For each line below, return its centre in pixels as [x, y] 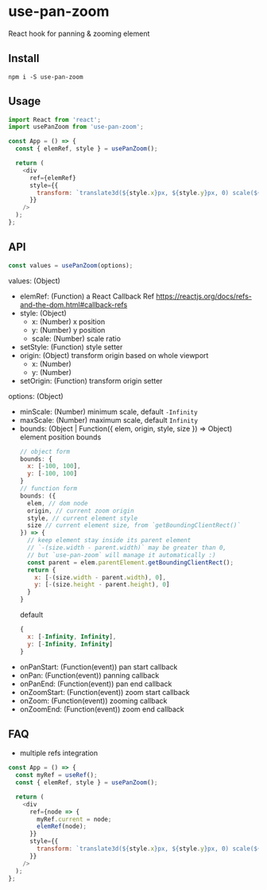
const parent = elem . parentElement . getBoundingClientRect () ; [131, 562]
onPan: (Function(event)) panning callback [89, 675]
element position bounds [60, 437]
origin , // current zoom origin [81, 511]
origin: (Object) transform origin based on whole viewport [114, 355]
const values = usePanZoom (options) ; [71, 265]
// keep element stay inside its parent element [109, 541]
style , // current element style [83, 518]
